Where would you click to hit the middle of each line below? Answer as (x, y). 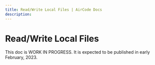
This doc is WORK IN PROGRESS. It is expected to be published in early (77, 52)
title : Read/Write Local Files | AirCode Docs (54, 10)
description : (18, 14)
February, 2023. (21, 58)
